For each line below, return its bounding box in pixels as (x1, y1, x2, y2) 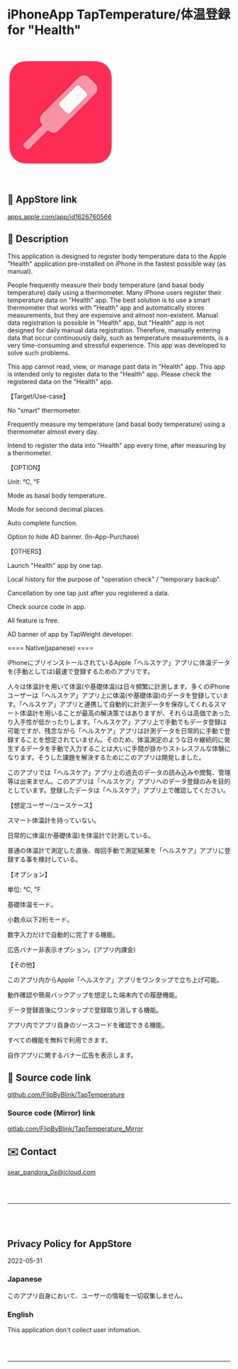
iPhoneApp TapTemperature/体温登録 (7, 6, 230, 23)
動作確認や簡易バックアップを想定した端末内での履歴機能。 (7, 990, 181, 999)
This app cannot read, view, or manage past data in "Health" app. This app (7, 362, 225, 371)
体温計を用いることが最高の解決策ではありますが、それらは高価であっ (19, 708, 225, 717)
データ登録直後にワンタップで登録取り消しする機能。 (7, 1005, 163, 1014)
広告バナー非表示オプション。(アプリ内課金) (7, 945, 136, 954)
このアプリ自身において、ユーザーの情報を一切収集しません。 (7, 1291, 187, 1300)
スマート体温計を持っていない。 (7, 816, 101, 825)
